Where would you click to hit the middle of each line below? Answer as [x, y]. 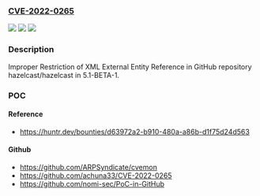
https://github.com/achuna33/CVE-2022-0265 [96, 176]
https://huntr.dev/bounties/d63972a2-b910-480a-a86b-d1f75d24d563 [135, 131]
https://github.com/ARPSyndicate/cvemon [89, 167]
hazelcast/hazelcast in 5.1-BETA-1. [64, 75]
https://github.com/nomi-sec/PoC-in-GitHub [92, 183]
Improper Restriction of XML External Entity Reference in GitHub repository [130, 67]
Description [31, 50]
